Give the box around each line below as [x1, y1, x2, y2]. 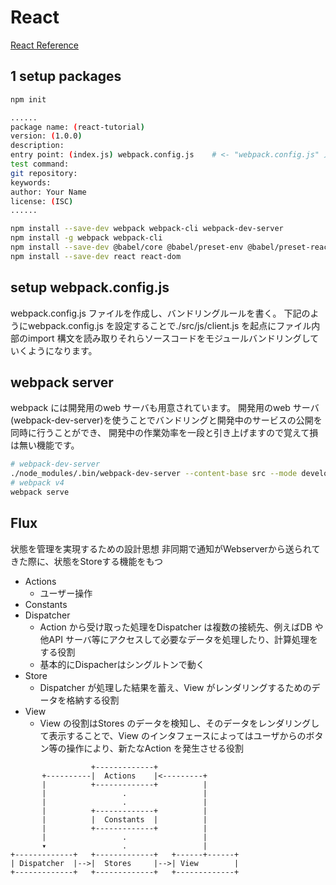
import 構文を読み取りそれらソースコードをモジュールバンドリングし [27, 332, 311, 344]
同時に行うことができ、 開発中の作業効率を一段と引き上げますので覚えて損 [10, 427, 319, 439]
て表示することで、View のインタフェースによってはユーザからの [39, 729, 307, 741]
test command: [10, 159, 70, 169]
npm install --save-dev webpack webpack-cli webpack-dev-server [10, 224, 284, 234]
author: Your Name [10, 187, 87, 197]
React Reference [10, 39, 80, 51]
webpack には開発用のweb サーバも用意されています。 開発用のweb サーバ [10, 402, 320, 414]
